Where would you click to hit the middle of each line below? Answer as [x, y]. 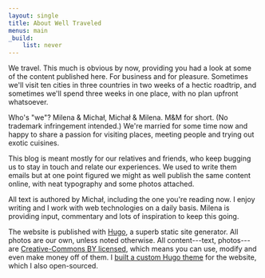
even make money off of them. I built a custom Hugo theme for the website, [132, 257]
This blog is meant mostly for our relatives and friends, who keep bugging [130, 159]
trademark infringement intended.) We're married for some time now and [128, 126]
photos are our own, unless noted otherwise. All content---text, [113, 240]
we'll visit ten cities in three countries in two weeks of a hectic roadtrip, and [132, 85]
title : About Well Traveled [55, 23]
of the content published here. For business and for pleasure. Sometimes [129, 77]
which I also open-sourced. [53, 266]
